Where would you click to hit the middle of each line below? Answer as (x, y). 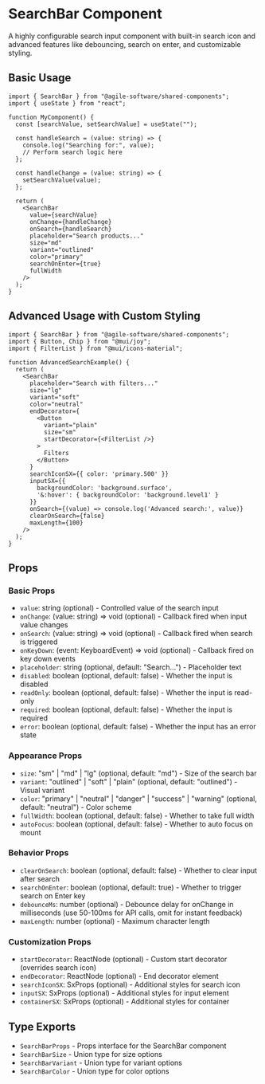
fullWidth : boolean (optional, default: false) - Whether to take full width (137, 815)
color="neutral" (56, 404)
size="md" (45, 243)
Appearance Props (45, 756)
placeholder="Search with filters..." (94, 383)
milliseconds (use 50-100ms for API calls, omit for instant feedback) (131, 913)
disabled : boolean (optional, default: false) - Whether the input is (126, 676)
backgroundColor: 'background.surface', (105, 488)
